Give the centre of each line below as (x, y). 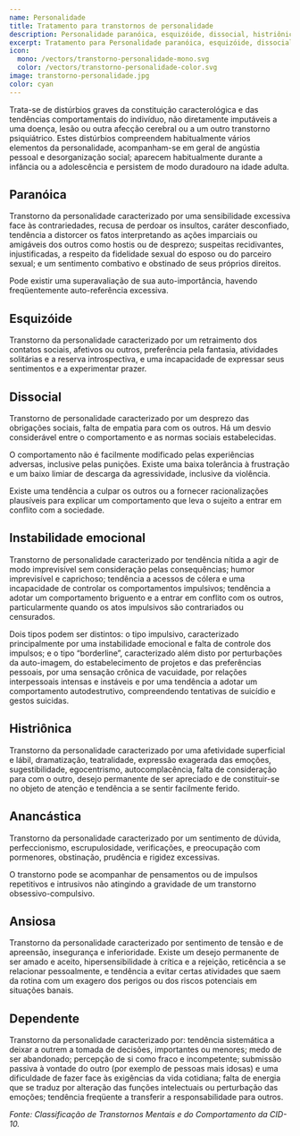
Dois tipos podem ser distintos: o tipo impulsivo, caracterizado (124, 634)
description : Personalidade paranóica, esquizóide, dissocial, (129, 34)
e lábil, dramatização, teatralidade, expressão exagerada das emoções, (141, 759)
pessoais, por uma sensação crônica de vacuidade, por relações (128, 672)
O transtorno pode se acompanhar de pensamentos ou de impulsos (133, 874)
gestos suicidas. (39, 700)
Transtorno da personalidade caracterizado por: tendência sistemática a (142, 1040)
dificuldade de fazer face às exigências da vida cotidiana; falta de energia (145, 1078)
